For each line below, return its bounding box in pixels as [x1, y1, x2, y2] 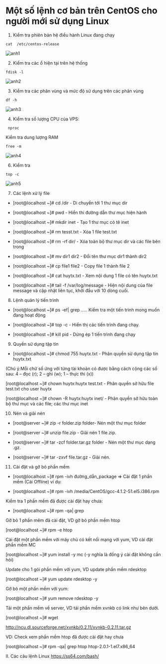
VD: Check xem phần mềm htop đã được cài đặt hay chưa [5, 634, 124, 640]
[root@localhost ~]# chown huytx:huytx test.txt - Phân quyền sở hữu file [5, 380, 154, 386]
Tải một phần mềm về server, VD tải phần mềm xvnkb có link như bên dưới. [5, 605, 160, 611]
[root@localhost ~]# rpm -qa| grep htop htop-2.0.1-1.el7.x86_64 [5, 643, 136, 649]
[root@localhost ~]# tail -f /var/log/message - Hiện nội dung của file [12, 282, 153, 288]
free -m [5, 144, 22, 149]
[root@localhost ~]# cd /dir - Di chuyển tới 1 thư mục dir [12, 199, 128, 206]
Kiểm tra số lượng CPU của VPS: [12, 116, 80, 122]
